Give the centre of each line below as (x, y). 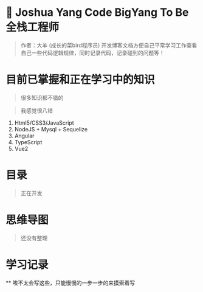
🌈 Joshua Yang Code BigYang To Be (97, 12)
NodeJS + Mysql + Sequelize (51, 129)
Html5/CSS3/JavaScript (44, 123)
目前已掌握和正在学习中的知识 (81, 80)
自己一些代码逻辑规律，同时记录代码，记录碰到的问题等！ (92, 53)
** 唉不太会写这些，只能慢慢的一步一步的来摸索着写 (70, 283)
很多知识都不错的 (42, 97)
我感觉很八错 (36, 110)
